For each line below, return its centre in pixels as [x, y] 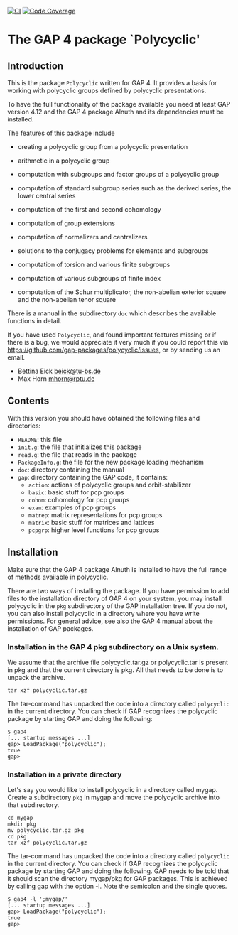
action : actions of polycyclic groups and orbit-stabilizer [109, 485]
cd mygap [20, 818]
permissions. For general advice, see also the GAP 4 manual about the [110, 621]
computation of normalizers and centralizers [82, 237]
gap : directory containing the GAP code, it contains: [93, 477]
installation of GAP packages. [50, 628]
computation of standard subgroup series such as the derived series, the [124, 188]
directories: [24, 426]
